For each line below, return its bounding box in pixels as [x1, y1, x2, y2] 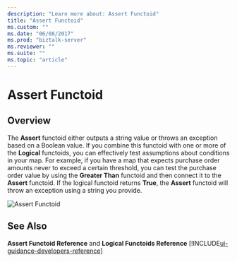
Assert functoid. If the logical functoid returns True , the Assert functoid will [7, 178, 229, 187]
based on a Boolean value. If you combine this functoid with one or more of [7, 141, 226, 149]
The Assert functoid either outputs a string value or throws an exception [7, 133, 218, 142]
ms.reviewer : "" [7, 43, 55, 50]
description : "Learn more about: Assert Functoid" [7, 10, 159, 18]
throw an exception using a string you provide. [7, 186, 142, 194]
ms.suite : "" [7, 50, 46, 57]
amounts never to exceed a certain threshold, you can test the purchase [7, 163, 217, 172]
